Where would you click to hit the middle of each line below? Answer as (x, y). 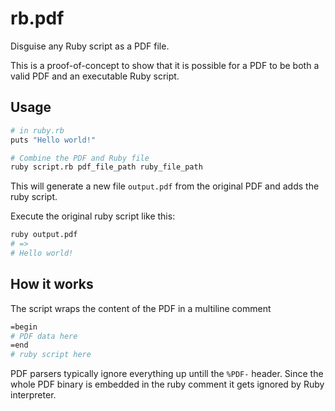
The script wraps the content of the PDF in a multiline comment (141, 308)
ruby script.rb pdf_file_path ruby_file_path (106, 167)
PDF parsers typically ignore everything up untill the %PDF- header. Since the (167, 374)
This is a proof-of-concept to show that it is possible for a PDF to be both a (165, 65)
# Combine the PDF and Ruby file (80, 158)
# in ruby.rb (37, 130)
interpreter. (33, 395)
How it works (52, 284)
